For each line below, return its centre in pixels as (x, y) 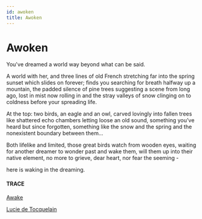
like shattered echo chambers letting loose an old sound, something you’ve (100, 120)
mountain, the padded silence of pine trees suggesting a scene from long (98, 89)
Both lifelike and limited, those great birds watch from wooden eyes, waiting (101, 145)
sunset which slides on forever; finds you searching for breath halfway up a (101, 83)
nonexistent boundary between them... (55, 133)
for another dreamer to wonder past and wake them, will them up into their (99, 151)
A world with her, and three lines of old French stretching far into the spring (100, 76)
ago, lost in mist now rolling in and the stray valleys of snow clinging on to (99, 96)
